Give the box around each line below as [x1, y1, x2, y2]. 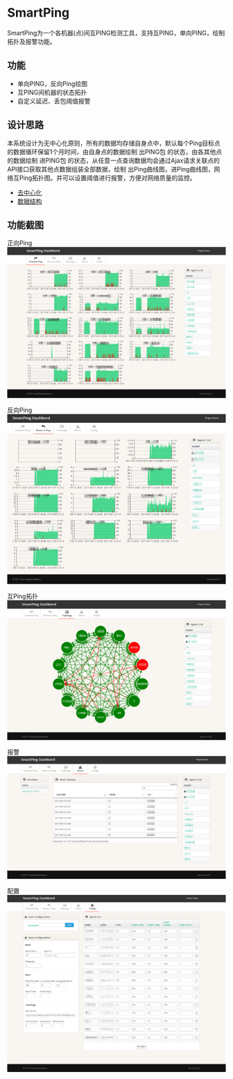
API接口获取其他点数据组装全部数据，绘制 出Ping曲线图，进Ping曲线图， [7, 165, 214, 173]
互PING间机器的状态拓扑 [17, 88, 87, 97]
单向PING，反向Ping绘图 [17, 79, 88, 87]
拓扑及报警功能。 [7, 37, 56, 46]
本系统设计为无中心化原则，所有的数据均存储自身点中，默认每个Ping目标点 [7, 139, 221, 147]
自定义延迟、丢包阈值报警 [17, 97, 91, 105]
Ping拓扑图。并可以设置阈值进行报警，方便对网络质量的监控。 [19, 174, 196, 182]
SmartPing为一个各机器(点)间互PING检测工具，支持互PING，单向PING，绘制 [7, 28, 225, 37]
